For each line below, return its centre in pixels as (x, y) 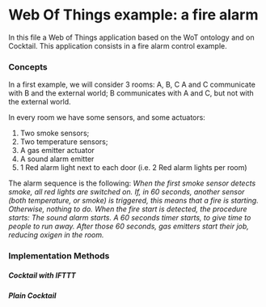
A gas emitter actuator (57, 151)
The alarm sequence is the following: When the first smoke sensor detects (132, 183)
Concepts (28, 66)
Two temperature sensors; (64, 142)
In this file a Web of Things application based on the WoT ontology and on (131, 37)
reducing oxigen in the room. (56, 235)
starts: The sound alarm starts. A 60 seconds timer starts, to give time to (130, 218)
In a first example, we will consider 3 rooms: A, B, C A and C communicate (132, 85)
